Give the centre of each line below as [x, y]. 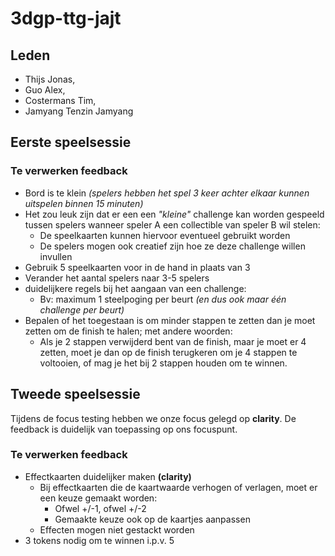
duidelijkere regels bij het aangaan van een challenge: [135, 288]
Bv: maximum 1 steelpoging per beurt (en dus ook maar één [163, 299]
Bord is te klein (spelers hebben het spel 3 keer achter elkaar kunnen [167, 193]
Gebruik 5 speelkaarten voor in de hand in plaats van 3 [137, 267]
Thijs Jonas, [50, 79]
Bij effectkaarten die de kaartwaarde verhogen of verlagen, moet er [178, 487]
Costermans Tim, [60, 100]
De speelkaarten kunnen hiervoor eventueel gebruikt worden [165, 235]
